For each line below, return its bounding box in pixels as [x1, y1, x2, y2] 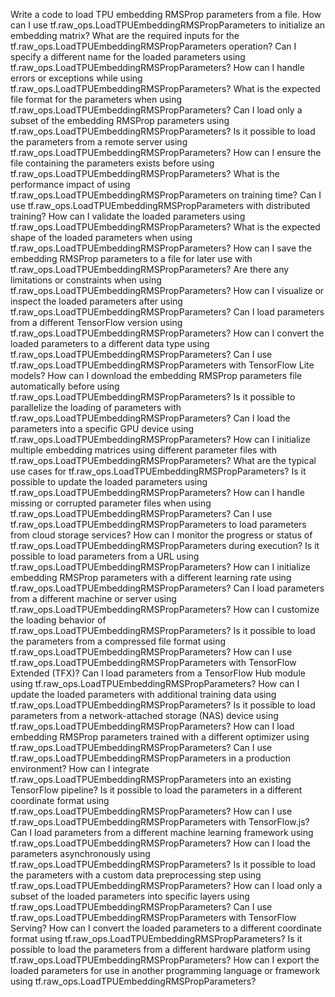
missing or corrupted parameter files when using [10, 497, 212, 509]
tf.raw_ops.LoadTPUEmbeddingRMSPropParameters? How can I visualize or [10, 285, 325, 296]
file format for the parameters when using [10, 94, 183, 105]
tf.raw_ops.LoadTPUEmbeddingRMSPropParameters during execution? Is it [10, 540, 320, 551]
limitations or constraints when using [10, 274, 162, 286]
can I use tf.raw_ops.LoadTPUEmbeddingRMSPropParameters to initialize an [10, 19, 326, 31]
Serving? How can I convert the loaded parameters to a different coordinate [10, 922, 322, 934]
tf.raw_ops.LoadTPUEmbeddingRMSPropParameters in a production [10, 752, 292, 764]
